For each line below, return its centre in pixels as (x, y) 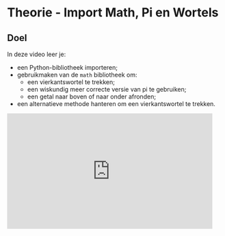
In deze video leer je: (37, 54)
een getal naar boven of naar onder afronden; (91, 96)
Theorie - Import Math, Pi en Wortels (113, 13)
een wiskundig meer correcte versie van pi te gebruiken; (107, 89)
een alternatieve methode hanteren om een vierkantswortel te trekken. (116, 104)
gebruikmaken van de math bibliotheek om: (77, 75)
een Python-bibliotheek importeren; (67, 67)
